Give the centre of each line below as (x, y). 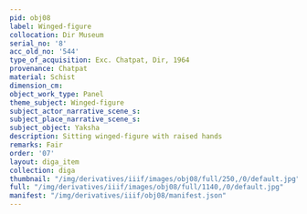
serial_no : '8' (38, 43)
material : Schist (42, 77)
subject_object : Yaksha (55, 128)
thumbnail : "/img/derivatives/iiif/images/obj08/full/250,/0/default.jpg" (155, 178)
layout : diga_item (44, 162)
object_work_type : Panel (57, 94)
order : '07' (32, 153)
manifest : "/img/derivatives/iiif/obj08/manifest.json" (118, 196)
